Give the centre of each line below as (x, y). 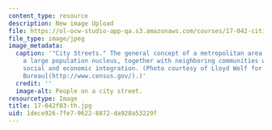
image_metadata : (36, 46)
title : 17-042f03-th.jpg (50, 106)
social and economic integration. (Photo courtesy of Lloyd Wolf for (143, 69)
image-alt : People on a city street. (79, 91)
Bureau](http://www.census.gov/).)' (85, 76)
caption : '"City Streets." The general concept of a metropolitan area (139, 53)
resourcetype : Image (43, 99)
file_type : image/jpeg (47, 38)
